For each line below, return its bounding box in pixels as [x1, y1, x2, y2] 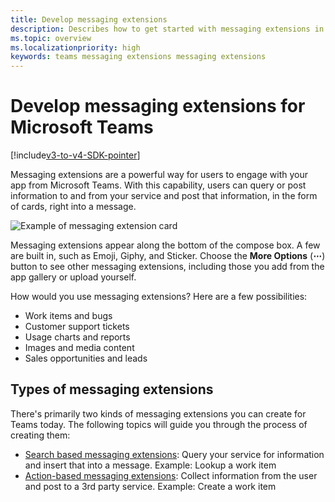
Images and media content [24, 342, 135, 354]
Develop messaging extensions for [10, 95, 306, 118]
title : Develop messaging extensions [10, 14, 168, 25]
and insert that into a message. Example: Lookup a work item [24, 459, 277, 471]
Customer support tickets [24, 321, 130, 333]
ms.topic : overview [10, 33, 92, 43]
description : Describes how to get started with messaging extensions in [10, 24, 325, 34]
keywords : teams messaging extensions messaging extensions [10, 52, 267, 62]
